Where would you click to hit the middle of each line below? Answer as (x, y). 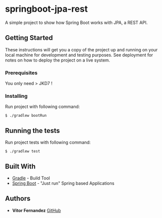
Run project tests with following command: (48, 142)
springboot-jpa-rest (46, 9)
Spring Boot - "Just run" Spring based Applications (63, 183)
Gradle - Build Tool (31, 178)
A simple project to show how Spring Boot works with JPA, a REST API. (76, 22)
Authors (18, 199)
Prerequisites (21, 73)
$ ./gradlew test (23, 152)
